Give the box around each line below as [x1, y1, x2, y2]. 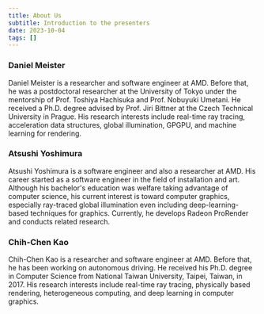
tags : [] [8, 33, 37, 42]
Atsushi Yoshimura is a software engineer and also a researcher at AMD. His [8, 166, 256, 175]
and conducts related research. [8, 216, 111, 226]
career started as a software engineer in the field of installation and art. [8, 174, 240, 184]
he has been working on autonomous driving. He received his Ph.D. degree [8, 263, 253, 273]
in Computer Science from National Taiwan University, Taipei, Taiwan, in [8, 271, 243, 281]
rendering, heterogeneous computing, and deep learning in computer [8, 289, 235, 298]
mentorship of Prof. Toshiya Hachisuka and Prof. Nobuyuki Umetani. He [8, 94, 241, 104]
